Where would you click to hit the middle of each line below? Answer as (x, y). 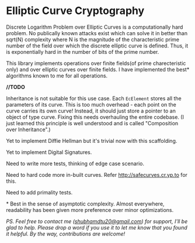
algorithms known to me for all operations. (57, 76)
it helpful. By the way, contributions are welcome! (66, 234)
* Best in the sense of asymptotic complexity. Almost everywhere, (85, 204)
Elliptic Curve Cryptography (75, 11)
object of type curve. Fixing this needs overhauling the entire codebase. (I (95, 117)
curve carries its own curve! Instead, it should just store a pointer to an (91, 111)
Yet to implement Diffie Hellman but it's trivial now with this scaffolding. (92, 141)
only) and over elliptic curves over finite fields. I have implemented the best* (98, 69)
